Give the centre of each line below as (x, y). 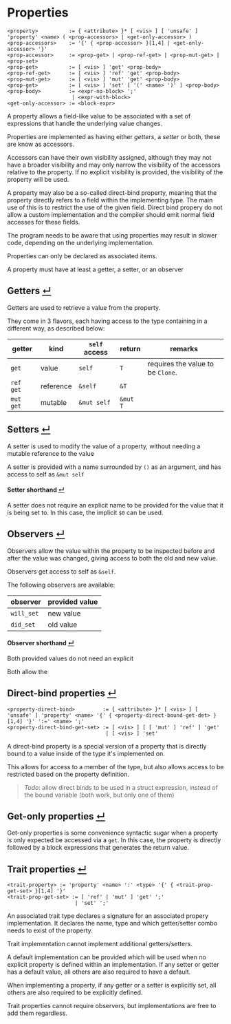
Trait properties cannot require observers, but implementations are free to (112, 1006)
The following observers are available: (61, 585)
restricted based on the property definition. (68, 774)
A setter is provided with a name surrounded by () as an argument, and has (114, 467)
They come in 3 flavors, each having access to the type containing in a (107, 321)
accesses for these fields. (44, 222)
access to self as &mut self (46, 474)
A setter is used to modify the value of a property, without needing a (104, 446)
